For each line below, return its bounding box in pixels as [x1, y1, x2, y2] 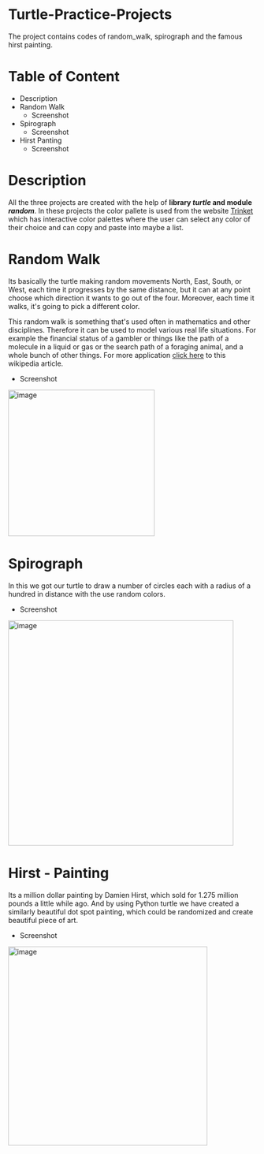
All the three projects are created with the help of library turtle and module [8, 197, 252, 207]
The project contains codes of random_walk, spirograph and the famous [8, 32, 243, 41]
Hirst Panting [19, 136, 62, 145]
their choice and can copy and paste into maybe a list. [8, 222, 184, 232]
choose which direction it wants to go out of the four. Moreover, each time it [8, 293, 255, 303]
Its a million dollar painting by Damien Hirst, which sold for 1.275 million [8, 890, 239, 899]
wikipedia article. [8, 359, 64, 368]
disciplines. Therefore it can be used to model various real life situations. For [8, 325, 257, 334]
